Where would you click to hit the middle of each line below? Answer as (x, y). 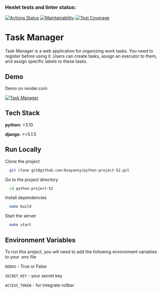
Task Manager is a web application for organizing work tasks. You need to (79, 51)
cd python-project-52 (31, 188)
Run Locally (23, 150)
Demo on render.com (26, 89)
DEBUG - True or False (26, 266)
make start (20, 225)
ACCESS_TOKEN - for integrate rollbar (40, 285)
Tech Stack (22, 113)
